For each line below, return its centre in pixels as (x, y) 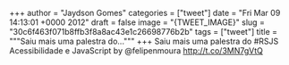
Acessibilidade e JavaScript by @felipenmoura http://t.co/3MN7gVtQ (136, 51)
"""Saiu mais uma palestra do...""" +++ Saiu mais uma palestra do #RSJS (144, 41)
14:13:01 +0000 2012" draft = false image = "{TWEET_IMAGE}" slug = (137, 22)
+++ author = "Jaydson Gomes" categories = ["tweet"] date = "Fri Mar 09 (145, 13)
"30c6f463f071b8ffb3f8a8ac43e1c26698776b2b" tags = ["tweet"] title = (144, 32)
